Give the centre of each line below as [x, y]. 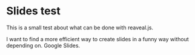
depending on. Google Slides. [43, 45]
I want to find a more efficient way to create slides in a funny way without [97, 39]
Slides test [33, 11]
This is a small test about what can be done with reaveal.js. [80, 27]
